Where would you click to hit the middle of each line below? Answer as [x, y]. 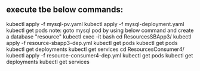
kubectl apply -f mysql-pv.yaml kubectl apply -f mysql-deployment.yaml [95, 24]
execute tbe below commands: [65, 10]
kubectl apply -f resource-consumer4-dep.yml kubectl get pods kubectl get [100, 55]
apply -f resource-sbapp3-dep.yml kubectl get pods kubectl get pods [92, 43]
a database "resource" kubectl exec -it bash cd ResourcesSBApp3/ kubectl [99, 36]
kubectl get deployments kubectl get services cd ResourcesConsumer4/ [96, 49]
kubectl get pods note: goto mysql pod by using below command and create [100, 30]
